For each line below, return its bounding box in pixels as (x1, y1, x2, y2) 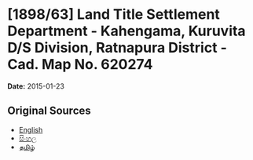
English (18, 125, 43, 134)
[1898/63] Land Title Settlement (7, 5, 221, 24)
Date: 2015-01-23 (7, 81, 64, 91)
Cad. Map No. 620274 (7, 56, 153, 74)
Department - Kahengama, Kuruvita (7, 22, 246, 40)
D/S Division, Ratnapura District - (7, 39, 227, 56)
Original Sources (7, 104, 91, 118)
